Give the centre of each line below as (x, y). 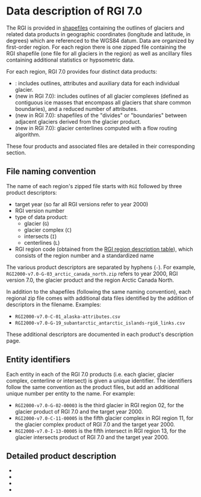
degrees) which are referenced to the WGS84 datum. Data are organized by (100, 40)
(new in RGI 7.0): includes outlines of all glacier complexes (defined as (102, 96)
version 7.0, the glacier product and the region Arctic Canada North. (90, 280)
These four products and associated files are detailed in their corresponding (101, 146)
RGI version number (40, 211)
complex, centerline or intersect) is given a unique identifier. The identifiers (99, 381)
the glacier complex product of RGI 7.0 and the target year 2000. (95, 424)
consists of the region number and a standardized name (85, 255)
